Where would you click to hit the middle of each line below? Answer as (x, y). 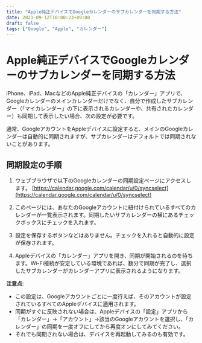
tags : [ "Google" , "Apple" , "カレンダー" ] (57, 29)
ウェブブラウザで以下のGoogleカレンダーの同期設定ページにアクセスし (103, 181)
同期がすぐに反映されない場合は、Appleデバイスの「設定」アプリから (101, 311)
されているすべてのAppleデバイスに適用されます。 (77, 304)
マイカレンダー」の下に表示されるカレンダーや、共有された (99, 109)
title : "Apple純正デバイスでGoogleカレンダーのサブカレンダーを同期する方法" (94, 12)
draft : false (23, 23)
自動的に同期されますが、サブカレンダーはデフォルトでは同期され (109, 136)
